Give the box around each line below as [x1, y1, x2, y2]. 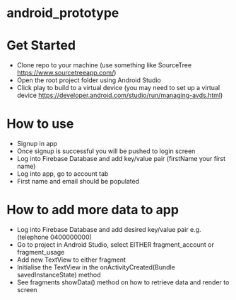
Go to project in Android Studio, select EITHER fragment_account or [16, 240, 215, 249]
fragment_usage [16, 248, 65, 256]
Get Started [6, 38, 76, 54]
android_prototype [6, 5, 119, 21]
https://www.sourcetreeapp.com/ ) [16, 69, 117, 77]
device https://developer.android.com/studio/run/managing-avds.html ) [16, 91, 223, 100]
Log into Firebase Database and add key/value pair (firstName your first [16, 155, 226, 163]
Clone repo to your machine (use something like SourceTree [16, 61, 192, 70]
